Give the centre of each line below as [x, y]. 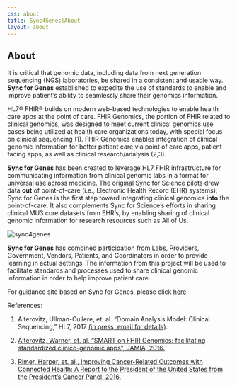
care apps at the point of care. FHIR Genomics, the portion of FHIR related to [119, 117]
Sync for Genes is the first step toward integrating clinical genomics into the [118, 198]
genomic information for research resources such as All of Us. [98, 221]
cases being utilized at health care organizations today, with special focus [115, 132]
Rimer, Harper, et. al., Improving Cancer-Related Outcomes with [110, 362]
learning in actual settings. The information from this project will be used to [117, 263]
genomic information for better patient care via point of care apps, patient [115, 147]
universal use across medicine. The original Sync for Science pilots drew [113, 183]
